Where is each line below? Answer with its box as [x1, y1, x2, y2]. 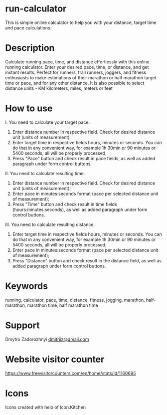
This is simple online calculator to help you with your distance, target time [5, 19, 157, 25]
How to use [5, 103, 53, 114]
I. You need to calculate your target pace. [5, 119, 90, 125]
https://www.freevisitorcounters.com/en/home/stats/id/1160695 [5, 370, 136, 376]
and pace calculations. [5, 24, 52, 30]
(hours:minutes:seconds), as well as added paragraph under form [12, 207, 148, 212]
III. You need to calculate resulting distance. [5, 221, 95, 227]
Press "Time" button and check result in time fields [12, 201, 117, 207]
